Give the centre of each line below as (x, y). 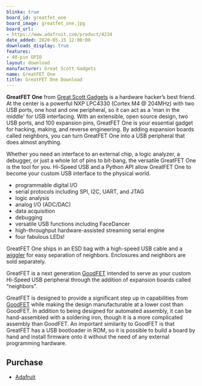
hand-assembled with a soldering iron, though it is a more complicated (95, 317)
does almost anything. (34, 142)
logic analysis (32, 198)
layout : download (28, 63)
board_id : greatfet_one (36, 18)
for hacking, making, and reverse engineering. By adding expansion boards (100, 129)
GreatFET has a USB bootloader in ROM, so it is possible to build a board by (101, 330)
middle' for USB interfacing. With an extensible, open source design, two (97, 117)
